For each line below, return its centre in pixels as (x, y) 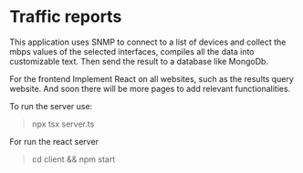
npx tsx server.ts (63, 124)
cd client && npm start (73, 159)
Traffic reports (66, 17)
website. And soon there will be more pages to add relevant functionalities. (150, 88)
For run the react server (54, 141)
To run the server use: (51, 106)
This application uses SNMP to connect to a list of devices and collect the (148, 42)
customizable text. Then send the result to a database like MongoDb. (139, 61)
